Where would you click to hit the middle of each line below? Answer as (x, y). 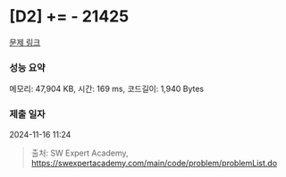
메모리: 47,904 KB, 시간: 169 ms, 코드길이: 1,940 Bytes (106, 89)
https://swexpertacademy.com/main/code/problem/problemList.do (154, 163)
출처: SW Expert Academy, (80, 153)
